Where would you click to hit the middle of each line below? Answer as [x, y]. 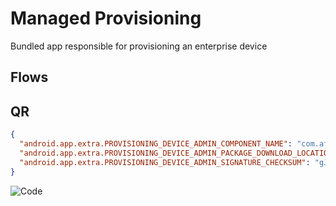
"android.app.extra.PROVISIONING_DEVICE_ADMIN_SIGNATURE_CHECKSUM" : [165, 162]
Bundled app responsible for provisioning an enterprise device [139, 46]
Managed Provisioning [106, 18]
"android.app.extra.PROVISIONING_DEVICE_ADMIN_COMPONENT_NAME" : [156, 144]
